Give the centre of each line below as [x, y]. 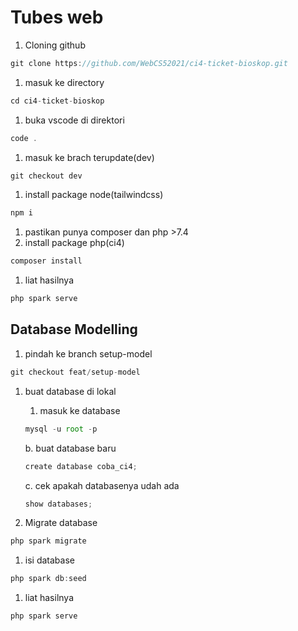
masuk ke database [80, 410]
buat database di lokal [70, 391]
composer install [46, 261]
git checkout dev [46, 176]
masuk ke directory [64, 82]
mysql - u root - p [61, 429]
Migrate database [61, 523]
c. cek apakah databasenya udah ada [102, 485]
